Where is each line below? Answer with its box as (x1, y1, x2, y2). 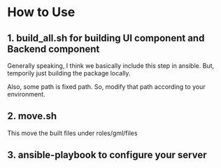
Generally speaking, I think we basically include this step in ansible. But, (7, 62, 215, 70)
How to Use (7, 4, 76, 20)
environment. (7, 90, 45, 98)
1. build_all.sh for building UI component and (7, 32, 205, 44)
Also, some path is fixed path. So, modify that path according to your (7, 83, 206, 91)
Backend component (7, 43, 100, 55)
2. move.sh (7, 110, 57, 122)
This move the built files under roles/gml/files (7, 129, 138, 137)
